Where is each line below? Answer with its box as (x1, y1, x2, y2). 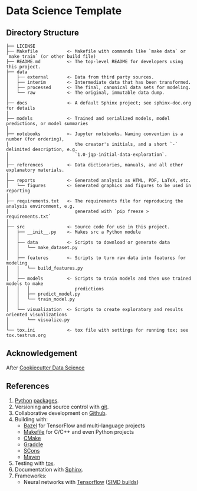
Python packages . (14, 397, 59, 404)
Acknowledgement (6, 348, 78, 358)
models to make (6, 281, 44, 287)
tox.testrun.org (6, 332, 46, 338)
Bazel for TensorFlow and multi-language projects (23, 422, 146, 429)
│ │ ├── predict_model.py (6, 291, 81, 297)
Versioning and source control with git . (14, 403, 109, 410)
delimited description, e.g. (6, 146, 78, 152)
